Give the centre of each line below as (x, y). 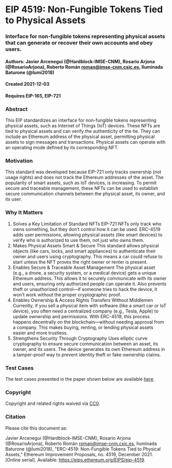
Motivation (19, 161)
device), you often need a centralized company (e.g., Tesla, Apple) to (85, 311)
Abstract (17, 109)
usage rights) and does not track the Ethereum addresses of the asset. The (84, 178)
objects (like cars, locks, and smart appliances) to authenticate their (84, 251)
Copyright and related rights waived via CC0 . (53, 403)
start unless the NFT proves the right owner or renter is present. (80, 262)
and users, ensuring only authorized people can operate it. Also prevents (90, 284)
